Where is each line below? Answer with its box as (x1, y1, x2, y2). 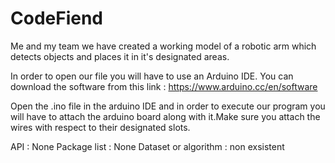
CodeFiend (10, 7, 103, 30)
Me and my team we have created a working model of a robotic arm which (10, 40, 317, 52)
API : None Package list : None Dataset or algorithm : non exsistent (10, 140, 285, 152)
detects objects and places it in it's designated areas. (10, 50, 230, 62)
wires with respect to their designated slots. (10, 121, 191, 133)
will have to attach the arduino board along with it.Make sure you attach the (10, 110, 321, 122)
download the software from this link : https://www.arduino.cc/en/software (10, 80, 318, 92)
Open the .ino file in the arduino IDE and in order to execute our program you (10, 100, 326, 112)
